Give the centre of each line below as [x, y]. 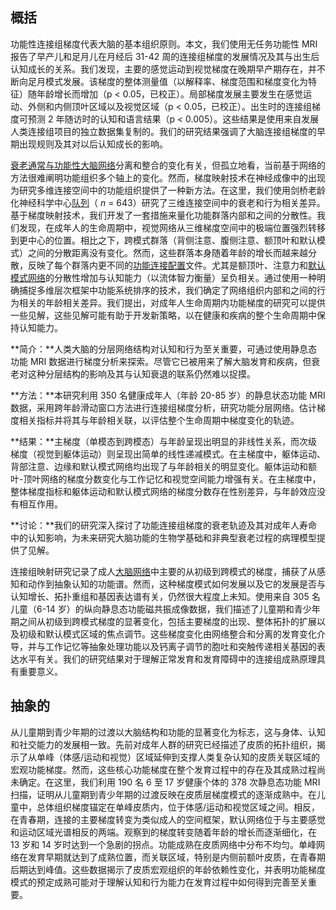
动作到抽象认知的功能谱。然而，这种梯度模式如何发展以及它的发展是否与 [176, 584]
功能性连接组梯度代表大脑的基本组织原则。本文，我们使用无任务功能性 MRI [164, 44]
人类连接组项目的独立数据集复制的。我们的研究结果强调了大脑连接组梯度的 [163, 131]
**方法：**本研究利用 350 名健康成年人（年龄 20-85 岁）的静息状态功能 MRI [168, 395]
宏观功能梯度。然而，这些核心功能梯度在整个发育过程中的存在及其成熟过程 [163, 769]
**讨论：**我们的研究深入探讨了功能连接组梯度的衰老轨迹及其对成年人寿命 [164, 525]
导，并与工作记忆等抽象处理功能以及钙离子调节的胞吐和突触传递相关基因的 [163, 646]
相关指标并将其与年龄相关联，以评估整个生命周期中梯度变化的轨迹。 [159, 420]
